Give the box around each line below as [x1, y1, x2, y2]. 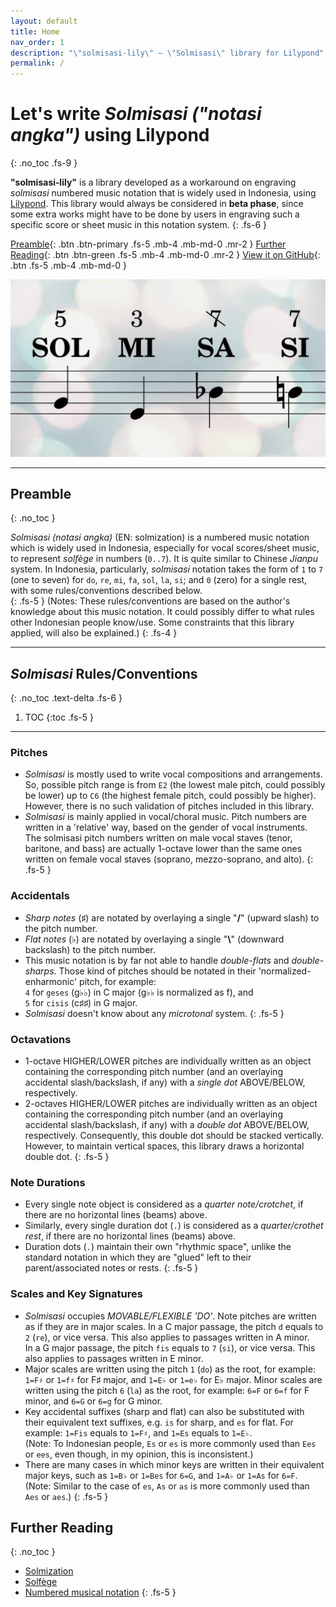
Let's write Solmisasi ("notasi [10, 103, 262, 125]
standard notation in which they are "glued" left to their [24, 1251, 252, 1264]
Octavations [10, 1032, 72, 1046]
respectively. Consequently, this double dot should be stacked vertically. [24, 1130, 325, 1142]
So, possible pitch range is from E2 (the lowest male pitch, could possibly [24, 779, 326, 791]
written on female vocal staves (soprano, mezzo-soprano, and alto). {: [24, 853, 314, 865]
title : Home [10, 26, 60, 37]
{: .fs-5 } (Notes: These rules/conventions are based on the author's [10, 595, 291, 607]
